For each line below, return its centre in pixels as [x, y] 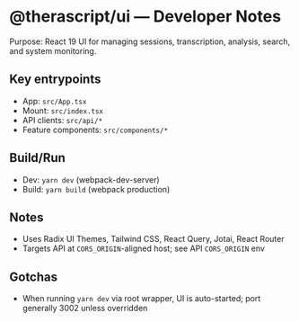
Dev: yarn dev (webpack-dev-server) [91, 179]
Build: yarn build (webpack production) [96, 189]
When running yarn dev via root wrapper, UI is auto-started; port [141, 299]
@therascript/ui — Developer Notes [145, 17]
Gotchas [34, 277]
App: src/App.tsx [54, 101]
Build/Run [37, 158]
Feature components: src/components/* [95, 130]
